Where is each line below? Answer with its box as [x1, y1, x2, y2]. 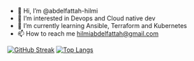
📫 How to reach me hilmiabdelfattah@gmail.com [17, 29, 159, 38]
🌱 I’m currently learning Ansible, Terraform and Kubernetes [17, 22, 187, 29]
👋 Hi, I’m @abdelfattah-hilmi [17, 7, 98, 15]
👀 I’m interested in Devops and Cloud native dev [17, 14, 156, 22]
